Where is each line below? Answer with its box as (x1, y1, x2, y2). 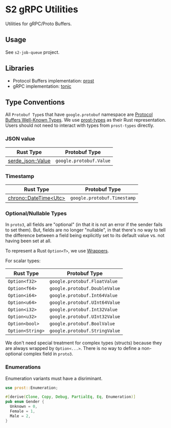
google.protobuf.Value (55, 158, 111, 164)
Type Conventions (5, 98, 65, 106)
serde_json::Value (8, 157, 51, 164)
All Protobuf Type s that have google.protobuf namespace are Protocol (5, 111, 153, 118)
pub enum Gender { (5, 399, 44, 404)
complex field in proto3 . (23, 351, 74, 357)
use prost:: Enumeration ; (5, 385, 58, 391)
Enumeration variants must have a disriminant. (5, 375, 103, 381)
